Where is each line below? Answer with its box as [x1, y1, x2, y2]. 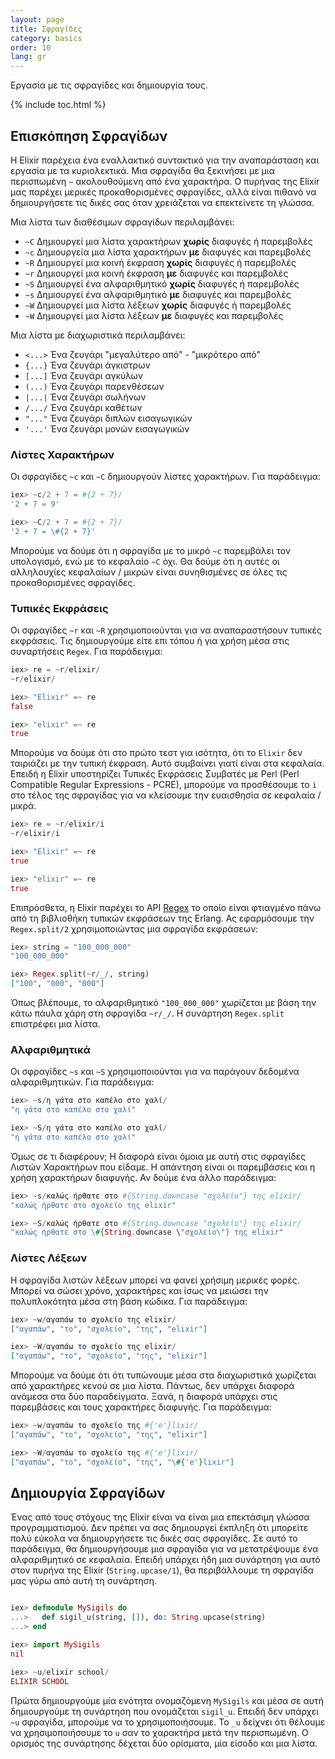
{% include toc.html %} [10, 99, 107, 111]
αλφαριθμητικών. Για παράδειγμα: [10, 1076, 155, 1088]
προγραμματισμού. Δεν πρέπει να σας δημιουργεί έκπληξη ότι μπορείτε [10, 1522, 309, 1534]
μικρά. [10, 800, 37, 812]
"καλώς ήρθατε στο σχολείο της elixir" [10, 1200, 177, 1210]
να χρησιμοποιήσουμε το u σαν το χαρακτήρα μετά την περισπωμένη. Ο [10, 1726, 309, 1738]
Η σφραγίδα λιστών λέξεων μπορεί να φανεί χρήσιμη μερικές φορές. [10, 1274, 300, 1286]
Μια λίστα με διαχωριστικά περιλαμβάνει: [10, 329, 186, 341]
